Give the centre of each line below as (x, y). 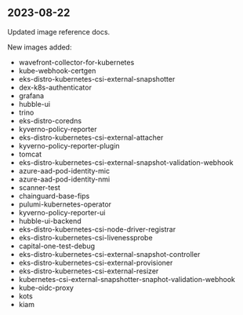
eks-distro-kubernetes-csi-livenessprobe (86, 237)
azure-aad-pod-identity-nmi (64, 179)
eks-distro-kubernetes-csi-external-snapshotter (97, 79)
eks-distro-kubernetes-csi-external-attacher (91, 137)
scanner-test (39, 187)
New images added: (40, 47)
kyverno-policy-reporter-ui (62, 212)
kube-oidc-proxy (46, 288)
